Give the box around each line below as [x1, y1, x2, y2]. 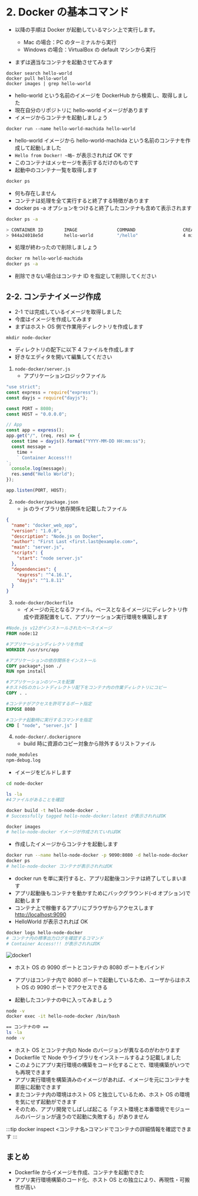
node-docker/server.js [14, 366, 71, 372]
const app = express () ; [6, 427, 65, 433]
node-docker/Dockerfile [14, 600, 74, 606]
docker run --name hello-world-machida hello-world [6, 125, 136, 132]
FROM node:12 [6, 630, 38, 636]
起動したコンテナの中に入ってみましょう [14, 996, 113, 1003]
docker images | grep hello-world [6, 80, 91, 86]
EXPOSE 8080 [6, 706, 35, 712]
